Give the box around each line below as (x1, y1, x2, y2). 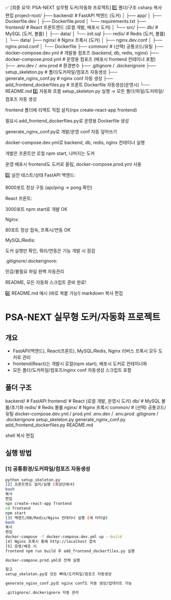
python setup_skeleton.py (5, 477, 60, 483)
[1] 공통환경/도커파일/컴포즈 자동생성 (5, 465, 90, 472)
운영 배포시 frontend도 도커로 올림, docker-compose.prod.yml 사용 (5, 161, 142, 167)
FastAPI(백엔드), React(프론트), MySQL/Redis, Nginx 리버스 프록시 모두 (12, 348, 157, 354)
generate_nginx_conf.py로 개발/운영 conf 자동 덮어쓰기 (5, 129, 117, 134)
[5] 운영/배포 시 (5, 543, 37, 549)
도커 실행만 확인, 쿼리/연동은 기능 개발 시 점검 (5, 248, 95, 254)
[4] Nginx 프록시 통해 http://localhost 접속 (5, 539, 96, 544)
